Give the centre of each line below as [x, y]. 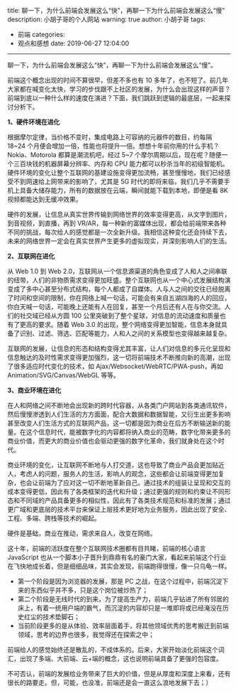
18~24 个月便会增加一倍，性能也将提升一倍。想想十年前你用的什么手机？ [113, 146]
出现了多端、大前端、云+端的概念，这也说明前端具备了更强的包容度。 [121, 659]
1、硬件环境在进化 [34, 122]
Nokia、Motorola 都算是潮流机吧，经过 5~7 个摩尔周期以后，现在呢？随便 [114, 155]
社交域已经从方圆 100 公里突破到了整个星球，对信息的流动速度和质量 [120, 316]
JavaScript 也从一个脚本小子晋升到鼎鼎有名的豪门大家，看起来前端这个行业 [117, 557]
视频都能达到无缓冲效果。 [45, 199]
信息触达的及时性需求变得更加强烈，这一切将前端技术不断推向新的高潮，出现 [119, 357]
